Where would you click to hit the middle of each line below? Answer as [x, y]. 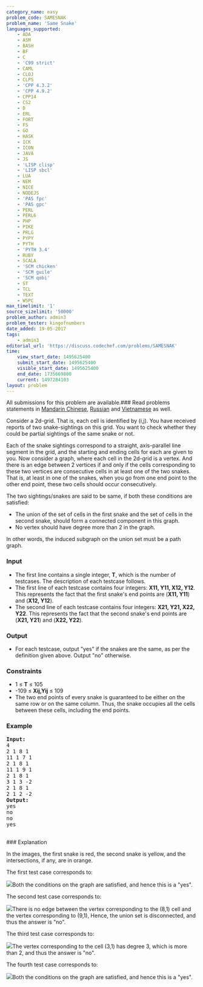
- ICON [25, 148]
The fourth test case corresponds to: [52, 964]
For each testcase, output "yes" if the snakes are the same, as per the [102, 649]
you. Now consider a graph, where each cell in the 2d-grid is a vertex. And [99, 459]
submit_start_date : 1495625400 [57, 363]
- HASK [25, 137]
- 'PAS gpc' [32, 204]
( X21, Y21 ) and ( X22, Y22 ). [49, 620]
